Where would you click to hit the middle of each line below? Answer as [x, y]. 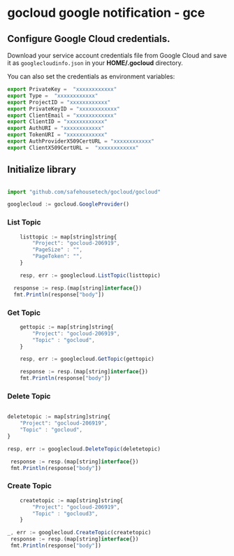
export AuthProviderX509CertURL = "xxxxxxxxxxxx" [81, 141]
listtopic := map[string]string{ [68, 237]
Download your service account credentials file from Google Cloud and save [117, 55]
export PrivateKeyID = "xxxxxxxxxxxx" [64, 109]
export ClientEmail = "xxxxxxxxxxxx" [62, 115]
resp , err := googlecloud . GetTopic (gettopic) [87, 359]
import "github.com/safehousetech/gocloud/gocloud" [84, 192]
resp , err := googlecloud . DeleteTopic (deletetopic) [84, 449]
